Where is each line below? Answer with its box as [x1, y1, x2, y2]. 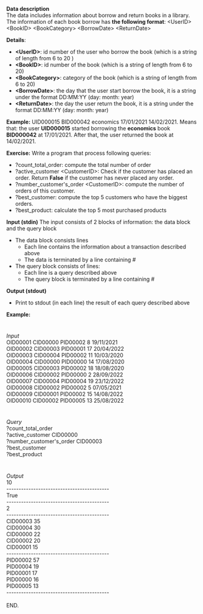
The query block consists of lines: [15, 263, 100, 270]
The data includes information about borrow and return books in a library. [6, 12, 190, 19]
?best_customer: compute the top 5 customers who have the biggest [15, 194, 188, 200]
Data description [6, 5, 50, 12]
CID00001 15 [6, 543, 38, 551]
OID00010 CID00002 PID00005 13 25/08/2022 [6, 397, 124, 404]
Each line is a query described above [24, 269, 117, 276]
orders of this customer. [15, 187, 76, 194]
